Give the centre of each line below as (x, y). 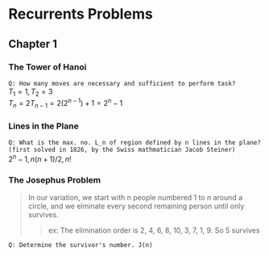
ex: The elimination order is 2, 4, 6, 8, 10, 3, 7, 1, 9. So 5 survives (154, 230)
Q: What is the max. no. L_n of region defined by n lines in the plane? (135, 143)
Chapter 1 (33, 44)
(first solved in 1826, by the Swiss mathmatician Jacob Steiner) (122, 150)
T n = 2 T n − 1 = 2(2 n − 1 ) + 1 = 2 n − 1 (66, 103)
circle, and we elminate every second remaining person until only (136, 206)
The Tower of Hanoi (48, 67)
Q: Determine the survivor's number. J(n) (81, 246)
